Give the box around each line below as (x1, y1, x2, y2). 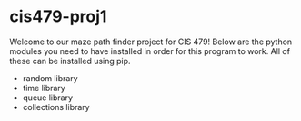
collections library (22, 101, 90, 112)
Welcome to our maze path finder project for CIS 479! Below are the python (9, 36, 293, 47)
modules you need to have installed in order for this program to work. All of (9, 45, 291, 56)
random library (22, 72, 79, 83)
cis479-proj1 (9, 6, 107, 27)
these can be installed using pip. (9, 55, 131, 66)
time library (22, 82, 65, 93)
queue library (22, 92, 74, 103)
